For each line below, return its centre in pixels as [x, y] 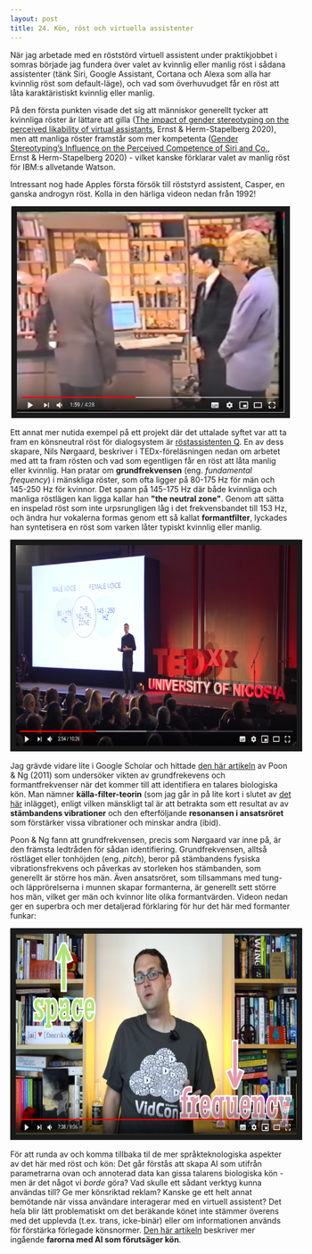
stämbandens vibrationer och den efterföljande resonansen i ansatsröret [147, 813]
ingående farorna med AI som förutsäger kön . [96, 1239]
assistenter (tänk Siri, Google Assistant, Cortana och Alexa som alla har [141, 74]
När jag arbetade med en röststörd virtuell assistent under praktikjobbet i [144, 54]
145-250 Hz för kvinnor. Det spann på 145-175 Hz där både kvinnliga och [144, 489]
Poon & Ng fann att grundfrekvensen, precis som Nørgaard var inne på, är [146, 839]
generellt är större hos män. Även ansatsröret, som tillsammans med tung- [147, 878]
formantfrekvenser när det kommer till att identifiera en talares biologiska [144, 784]
